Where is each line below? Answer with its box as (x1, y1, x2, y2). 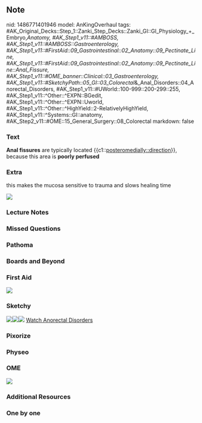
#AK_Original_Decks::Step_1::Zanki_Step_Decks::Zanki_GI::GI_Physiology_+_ (6, 27, 195, 35)
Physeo (6, 348, 29, 356)
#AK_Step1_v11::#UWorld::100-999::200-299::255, (56, 85, 180, 93)
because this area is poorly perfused (6, 153, 100, 160)
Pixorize (6, 331, 31, 340)
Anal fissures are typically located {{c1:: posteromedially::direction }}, (6, 147, 177, 154)
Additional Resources (6, 392, 71, 401)
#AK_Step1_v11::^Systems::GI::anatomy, (6, 111, 103, 118)
